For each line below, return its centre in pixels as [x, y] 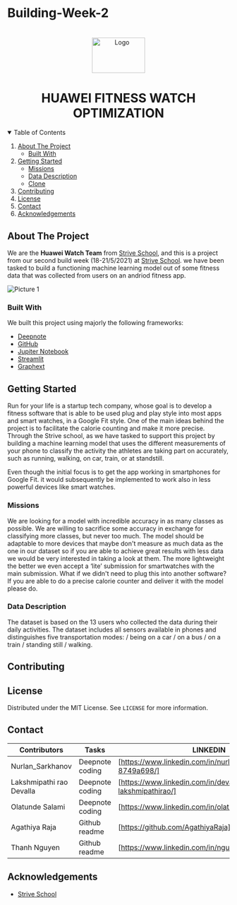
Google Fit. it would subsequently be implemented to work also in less [109, 480]
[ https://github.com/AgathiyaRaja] [175, 827]
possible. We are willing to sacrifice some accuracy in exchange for [105, 528]
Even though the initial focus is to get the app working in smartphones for [114, 472]
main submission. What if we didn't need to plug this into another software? [117, 573]
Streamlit [31, 359]
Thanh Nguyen [35, 847]
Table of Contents [39, 133]
